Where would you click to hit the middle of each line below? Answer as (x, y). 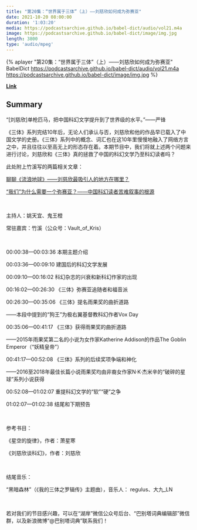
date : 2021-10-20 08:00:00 (39, 17)
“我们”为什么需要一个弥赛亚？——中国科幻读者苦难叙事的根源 (80, 191)
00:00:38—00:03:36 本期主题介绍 (47, 252)
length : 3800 (22, 39)
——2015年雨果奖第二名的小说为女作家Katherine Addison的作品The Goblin (96, 339)
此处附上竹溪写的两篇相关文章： (45, 166)
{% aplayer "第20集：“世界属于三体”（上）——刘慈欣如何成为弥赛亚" (89, 62)
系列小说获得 (29, 379)
